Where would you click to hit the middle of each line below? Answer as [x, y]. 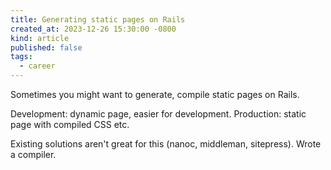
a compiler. [33, 154]
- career [37, 66]
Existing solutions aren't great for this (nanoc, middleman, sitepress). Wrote [166, 144]
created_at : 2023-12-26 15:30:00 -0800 [93, 29]
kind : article [40, 38]
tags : [21, 57]
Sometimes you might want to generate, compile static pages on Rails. [155, 94]
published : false [46, 47]
